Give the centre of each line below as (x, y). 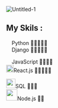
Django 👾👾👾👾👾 (30, 49)
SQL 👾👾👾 (27, 86)
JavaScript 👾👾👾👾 (32, 61)
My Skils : (25, 28)
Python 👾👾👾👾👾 (30, 43)
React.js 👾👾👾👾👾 (33, 70)
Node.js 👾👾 (31, 98)
